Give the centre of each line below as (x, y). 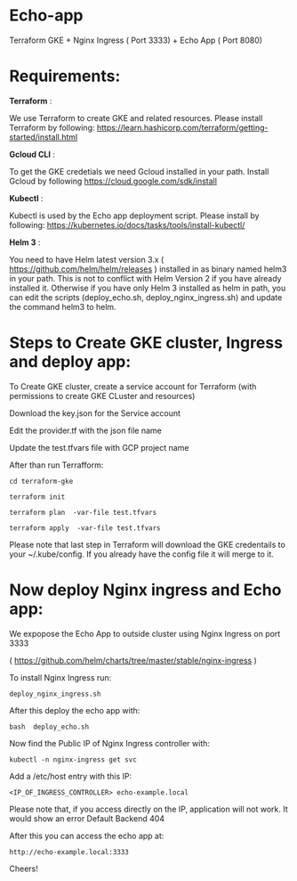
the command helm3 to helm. (63, 306)
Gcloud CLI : (32, 154)
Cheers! (24, 869)
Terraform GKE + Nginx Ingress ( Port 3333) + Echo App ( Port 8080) (136, 40)
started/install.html (44, 137)
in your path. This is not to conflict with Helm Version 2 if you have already (145, 278)
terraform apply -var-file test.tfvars (85, 528)
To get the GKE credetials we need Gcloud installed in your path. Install (139, 171)
